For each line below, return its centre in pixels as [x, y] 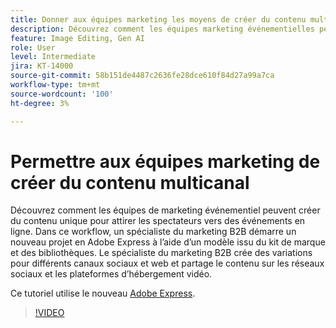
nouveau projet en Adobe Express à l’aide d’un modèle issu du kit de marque [168, 242]
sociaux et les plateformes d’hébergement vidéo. [111, 274]
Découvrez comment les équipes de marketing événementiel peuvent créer [165, 210]
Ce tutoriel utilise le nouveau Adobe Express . [103, 293]
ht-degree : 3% [40, 103]
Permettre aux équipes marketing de [165, 161]
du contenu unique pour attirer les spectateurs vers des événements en [158, 221]
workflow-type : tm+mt [55, 85]
